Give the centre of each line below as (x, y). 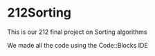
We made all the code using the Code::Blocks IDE (78, 45)
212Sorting (39, 13)
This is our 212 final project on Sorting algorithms (77, 32)
